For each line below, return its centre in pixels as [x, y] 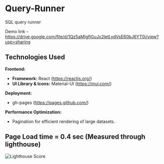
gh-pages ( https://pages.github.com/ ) [50, 102]
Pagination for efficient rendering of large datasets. [64, 121]
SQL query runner [23, 22]
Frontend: [15, 69]
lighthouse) [23, 144]
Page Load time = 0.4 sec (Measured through [75, 137]
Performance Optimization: [33, 112]
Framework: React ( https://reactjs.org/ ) [52, 78]
